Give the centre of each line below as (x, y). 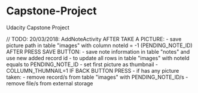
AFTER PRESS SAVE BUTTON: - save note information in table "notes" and (98, 51)
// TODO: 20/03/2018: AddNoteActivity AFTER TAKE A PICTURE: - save (94, 39)
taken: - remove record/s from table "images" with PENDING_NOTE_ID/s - (97, 77)
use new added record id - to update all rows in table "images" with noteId (98, 58)
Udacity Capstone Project (38, 27)
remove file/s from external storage (50, 83)
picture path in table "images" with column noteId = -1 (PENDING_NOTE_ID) (99, 45)
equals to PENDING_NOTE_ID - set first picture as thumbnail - (82, 64)
